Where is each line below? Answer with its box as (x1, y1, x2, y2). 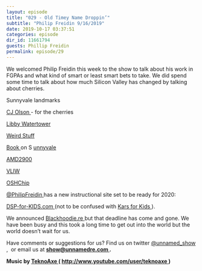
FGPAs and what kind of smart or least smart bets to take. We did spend (6, 71, 187, 79)
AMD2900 (6, 155, 32, 163)
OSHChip (6, 179, 30, 186)
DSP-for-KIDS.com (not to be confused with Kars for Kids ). (6, 202, 155, 210)
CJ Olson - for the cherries (6, 108, 74, 116)
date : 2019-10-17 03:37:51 (6, 26, 75, 32)
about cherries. (6, 85, 44, 92)
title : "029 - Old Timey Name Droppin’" (6, 15, 111, 21)
